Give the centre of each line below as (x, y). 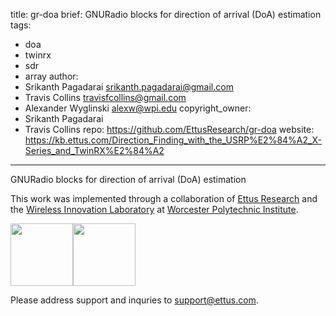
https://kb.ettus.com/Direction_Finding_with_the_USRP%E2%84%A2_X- (173, 140)
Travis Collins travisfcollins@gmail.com (105, 97)
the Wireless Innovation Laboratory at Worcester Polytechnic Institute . (154, 209)
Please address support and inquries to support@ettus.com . (134, 300)
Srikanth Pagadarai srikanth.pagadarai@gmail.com (129, 87)
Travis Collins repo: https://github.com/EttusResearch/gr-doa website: (169, 129)
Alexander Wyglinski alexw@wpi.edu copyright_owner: (138, 108)
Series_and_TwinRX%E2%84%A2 (94, 150)
